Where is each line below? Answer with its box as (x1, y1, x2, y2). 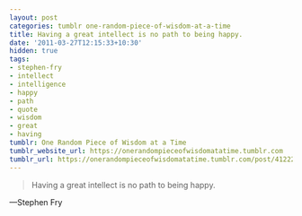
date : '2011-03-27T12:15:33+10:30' (9, 38, 143, 48)
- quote (9, 105, 39, 114)
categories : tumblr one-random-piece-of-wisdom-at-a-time (9, 22, 231, 30)
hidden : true (9, 47, 58, 56)
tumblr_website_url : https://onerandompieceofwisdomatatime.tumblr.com (9, 146, 283, 155)
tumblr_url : (9, 154, 54, 164)
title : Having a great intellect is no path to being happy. (9, 30, 244, 39)
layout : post (9, 13, 58, 22)
